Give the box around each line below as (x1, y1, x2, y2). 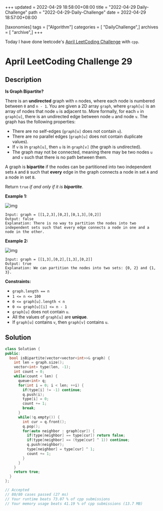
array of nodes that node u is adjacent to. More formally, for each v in (5, 108, 144, 114)
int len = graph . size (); (14, 360, 64, 365)
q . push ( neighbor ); (26, 442, 64, 447)
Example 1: (5, 193, 28, 199)
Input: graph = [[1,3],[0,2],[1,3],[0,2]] (5, 257, 93, 262)
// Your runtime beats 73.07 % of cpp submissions (5, 496, 110, 502)
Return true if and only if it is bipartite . (5, 184, 83, 189)
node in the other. (5, 230, 45, 234)
